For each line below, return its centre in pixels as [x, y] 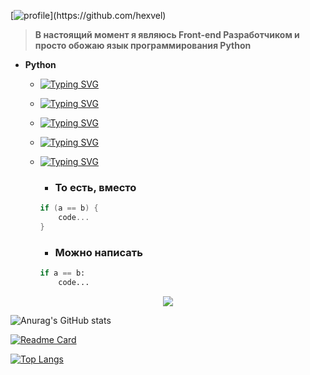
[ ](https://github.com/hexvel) [88, 15]
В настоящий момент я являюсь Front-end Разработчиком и [167, 34]
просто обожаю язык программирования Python [143, 45]
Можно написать [98, 252]
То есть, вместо [95, 187]
